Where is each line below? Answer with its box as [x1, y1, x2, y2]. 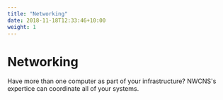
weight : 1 [7, 23, 37, 30]
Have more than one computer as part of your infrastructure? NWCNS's [7, 77, 217, 85]
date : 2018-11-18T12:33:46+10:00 [7, 17, 106, 24]
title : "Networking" [7, 10, 69, 18]
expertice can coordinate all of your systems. [7, 85, 139, 93]
